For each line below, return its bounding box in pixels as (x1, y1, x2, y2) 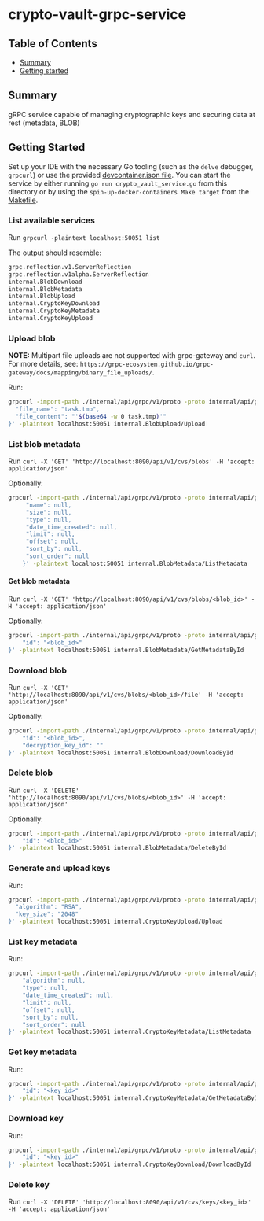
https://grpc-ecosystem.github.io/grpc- (79, 360, 214, 369)
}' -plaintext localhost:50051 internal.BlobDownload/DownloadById (8, 749, 234, 757)
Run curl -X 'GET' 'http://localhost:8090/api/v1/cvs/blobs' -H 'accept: (8, 456, 255, 466)
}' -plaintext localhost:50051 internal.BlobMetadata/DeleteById (8, 844, 226, 852)
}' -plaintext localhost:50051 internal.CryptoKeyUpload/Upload (8, 918, 223, 926)
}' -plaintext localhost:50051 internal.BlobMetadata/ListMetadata (22, 559, 247, 567)
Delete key (8, 1179, 49, 1190)
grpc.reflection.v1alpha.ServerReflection (8, 270, 149, 279)
